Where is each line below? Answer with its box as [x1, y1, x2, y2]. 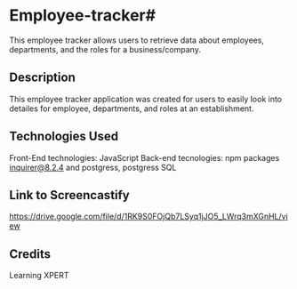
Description [9, 70, 76, 85]
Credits [9, 246, 52, 261]
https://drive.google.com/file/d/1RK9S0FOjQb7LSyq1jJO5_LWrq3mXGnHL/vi [9, 211, 289, 222]
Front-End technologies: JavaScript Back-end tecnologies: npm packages [9, 152, 280, 163]
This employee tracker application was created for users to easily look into [9, 93, 283, 104]
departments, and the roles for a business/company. [9, 44, 202, 54]
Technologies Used [9, 129, 118, 144]
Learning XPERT [9, 270, 69, 281]
